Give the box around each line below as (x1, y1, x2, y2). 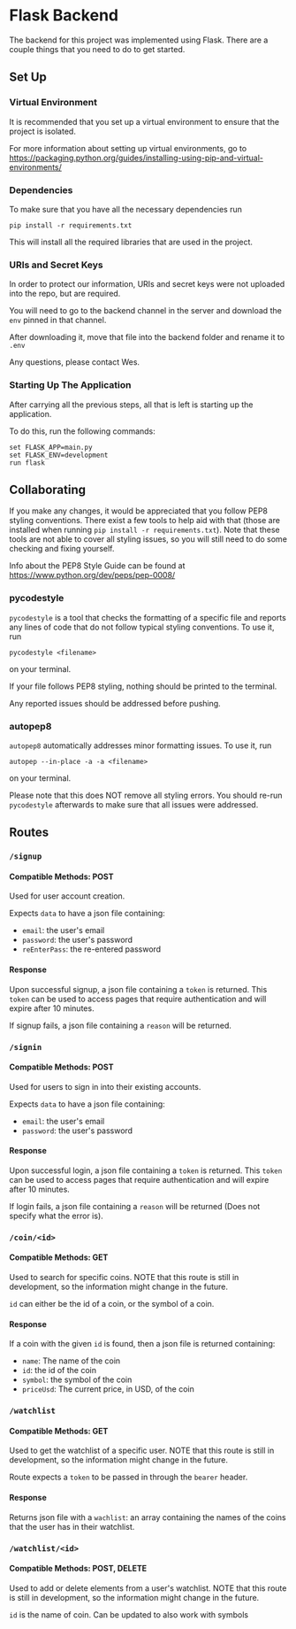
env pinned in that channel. (9, 315, 107, 326)
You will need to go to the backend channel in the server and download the (9, 305, 283, 316)
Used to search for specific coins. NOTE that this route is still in (9, 1272, 239, 1283)
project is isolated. (9, 126, 77, 136)
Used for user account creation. (9, 891, 125, 901)
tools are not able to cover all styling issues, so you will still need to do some (9, 534, 287, 544)
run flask (9, 458, 46, 467)
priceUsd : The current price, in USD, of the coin (21, 1384, 194, 1394)
